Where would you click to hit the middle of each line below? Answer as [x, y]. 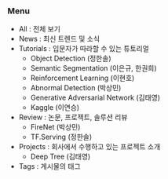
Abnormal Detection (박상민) [76, 88]
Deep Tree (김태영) [60, 157]
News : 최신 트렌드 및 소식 [59, 39]
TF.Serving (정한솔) [61, 137]
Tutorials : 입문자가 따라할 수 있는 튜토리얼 [84, 49]
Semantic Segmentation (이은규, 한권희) [94, 68]
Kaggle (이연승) [55, 108]
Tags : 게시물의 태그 [49, 166]
